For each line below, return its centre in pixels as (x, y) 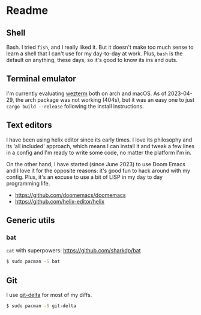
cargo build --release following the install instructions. (75, 106)
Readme (27, 11)
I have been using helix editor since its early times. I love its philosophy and (99, 140)
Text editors (29, 125)
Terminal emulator (41, 79)
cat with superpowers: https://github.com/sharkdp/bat (73, 251)
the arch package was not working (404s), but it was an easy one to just (105, 99)
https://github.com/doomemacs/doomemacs (70, 195)
